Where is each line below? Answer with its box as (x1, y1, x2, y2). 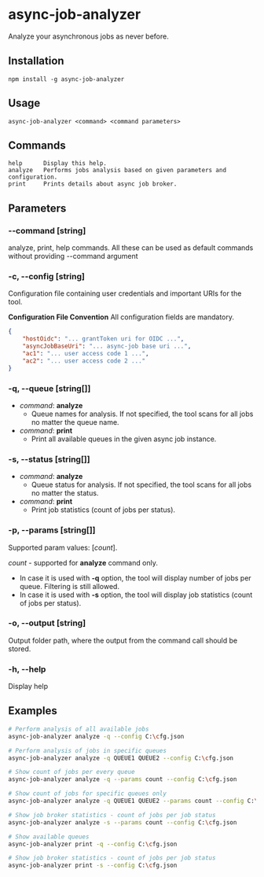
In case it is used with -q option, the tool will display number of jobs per (19, 573, 251, 583)
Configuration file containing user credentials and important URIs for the (8, 289, 242, 298)
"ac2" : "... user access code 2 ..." (22, 356, 146, 365)
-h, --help (8, 663, 46, 674)
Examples (8, 704, 57, 717)
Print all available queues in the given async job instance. (31, 434, 217, 444)
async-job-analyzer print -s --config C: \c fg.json (8, 861, 178, 870)
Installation (8, 54, 64, 68)
